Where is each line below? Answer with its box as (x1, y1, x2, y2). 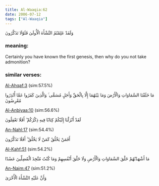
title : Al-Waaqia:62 (5, 7, 48, 12)
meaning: (5, 43, 29, 49)
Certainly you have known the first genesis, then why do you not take (5, 53, 147, 59)
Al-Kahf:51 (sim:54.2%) (5, 146, 53, 152)
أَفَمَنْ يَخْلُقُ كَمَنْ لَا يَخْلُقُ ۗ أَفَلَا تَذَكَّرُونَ (5, 136, 70, 142)
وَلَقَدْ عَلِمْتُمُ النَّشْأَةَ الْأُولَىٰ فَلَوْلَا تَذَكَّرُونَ (5, 30, 74, 36)
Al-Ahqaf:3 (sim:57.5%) (5, 82, 53, 88)
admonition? (5, 59, 31, 65)
